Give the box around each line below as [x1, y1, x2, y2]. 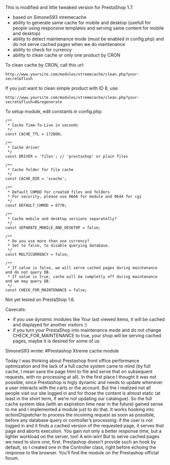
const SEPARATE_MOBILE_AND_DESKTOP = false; [5, 225, 101, 230]
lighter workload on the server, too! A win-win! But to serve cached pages [5, 433, 160, 440]
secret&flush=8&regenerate [5, 99, 62, 104]
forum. [5, 455, 19, 461]
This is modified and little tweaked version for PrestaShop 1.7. [5, 5, 133, 10]
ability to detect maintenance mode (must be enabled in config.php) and [12, 36, 164, 42]
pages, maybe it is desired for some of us [12, 338, 100, 344]
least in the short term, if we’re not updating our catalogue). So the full [5, 396, 152, 401]
